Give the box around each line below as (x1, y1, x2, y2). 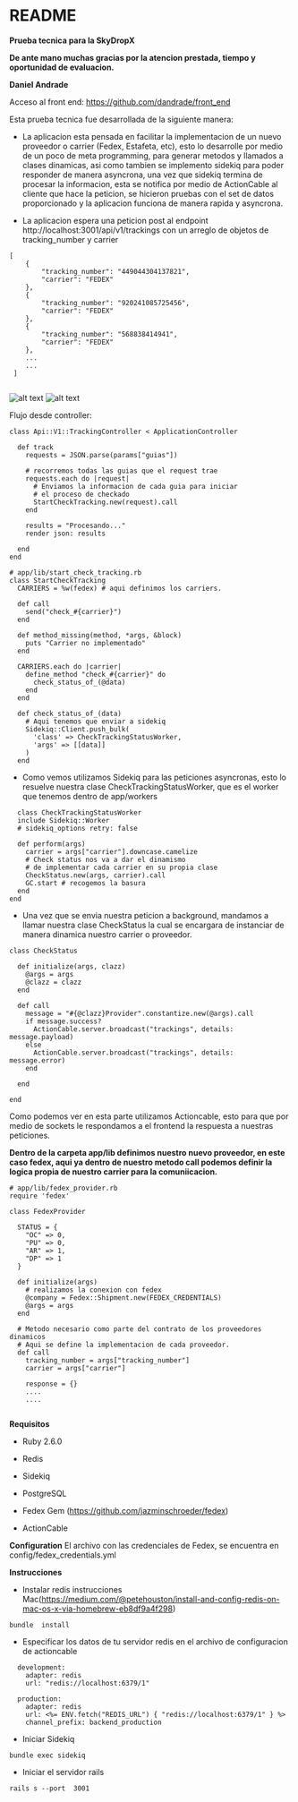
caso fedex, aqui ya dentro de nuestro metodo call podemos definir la (9, 1157, 273, 1167)
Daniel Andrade (9, 79, 69, 90)
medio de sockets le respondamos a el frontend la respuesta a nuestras (9, 1120, 274, 1131)
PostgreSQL (21, 1488, 67, 1499)
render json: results (25, 529, 106, 538)
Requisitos (9, 1418, 50, 1429)
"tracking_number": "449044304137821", (41, 267, 191, 276)
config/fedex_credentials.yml (9, 1550, 116, 1560)
